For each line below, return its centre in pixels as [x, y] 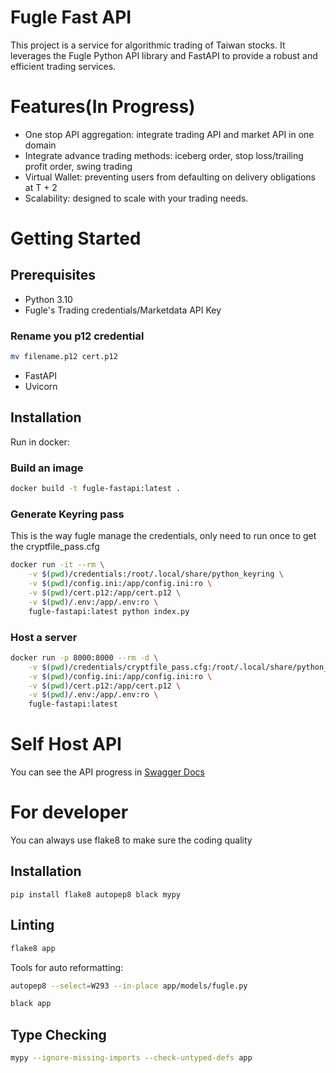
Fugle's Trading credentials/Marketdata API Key [123, 310]
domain [40, 145]
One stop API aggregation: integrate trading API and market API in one [169, 134]
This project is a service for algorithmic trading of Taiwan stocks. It [148, 45]
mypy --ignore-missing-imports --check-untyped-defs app [131, 1058]
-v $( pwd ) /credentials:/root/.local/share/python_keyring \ [156, 574]
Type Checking [58, 1034]
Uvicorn [41, 387]
